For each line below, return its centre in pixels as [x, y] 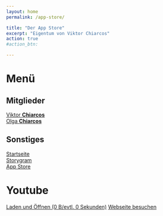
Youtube [28, 191]
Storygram [19, 160]
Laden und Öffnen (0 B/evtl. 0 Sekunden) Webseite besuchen [81, 207]
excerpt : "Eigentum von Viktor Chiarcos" [58, 33]
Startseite [18, 154]
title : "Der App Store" [36, 28]
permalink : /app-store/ [36, 17]
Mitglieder [26, 100]
